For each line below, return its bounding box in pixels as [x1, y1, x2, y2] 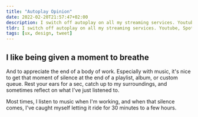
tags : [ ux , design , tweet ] [6, 31, 72, 36]
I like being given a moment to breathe [6, 52, 149, 62]
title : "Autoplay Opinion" [6, 8, 72, 15]
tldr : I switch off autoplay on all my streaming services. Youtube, [6, 25, 181, 31]
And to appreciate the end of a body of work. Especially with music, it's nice [6, 68, 191, 75]
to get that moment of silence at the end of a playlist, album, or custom [6, 74, 178, 81]
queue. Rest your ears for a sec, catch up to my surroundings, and [6, 80, 167, 87]
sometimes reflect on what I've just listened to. [6, 86, 120, 93]
